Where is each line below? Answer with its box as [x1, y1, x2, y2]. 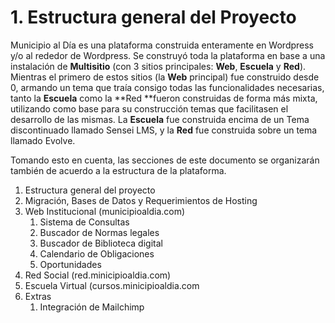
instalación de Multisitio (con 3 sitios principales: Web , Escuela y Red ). [10, 60, 307, 72]
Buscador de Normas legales [39, 226, 160, 238]
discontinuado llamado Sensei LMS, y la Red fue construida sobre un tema [10, 124, 318, 136]
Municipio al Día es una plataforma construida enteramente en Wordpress [10, 39, 315, 51]
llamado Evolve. [10, 134, 76, 146]
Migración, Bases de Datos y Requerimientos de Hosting [24, 194, 258, 206]
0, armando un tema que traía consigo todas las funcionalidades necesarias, [10, 81, 325, 93]
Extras [24, 290, 52, 302]
